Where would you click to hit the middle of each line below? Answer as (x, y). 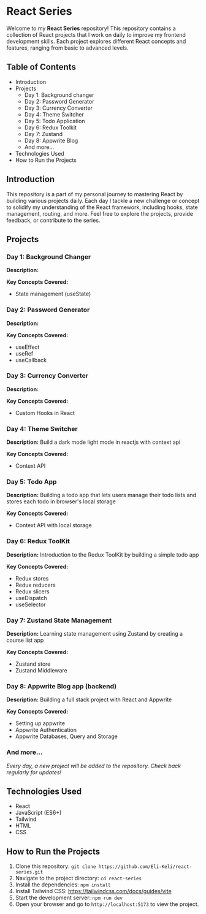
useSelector (30, 604)
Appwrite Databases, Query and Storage (66, 736)
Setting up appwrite (40, 723)
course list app (25, 640)
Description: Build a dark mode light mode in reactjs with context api (93, 442)
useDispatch (31, 598)
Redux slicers (32, 591)
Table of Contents (41, 67)
